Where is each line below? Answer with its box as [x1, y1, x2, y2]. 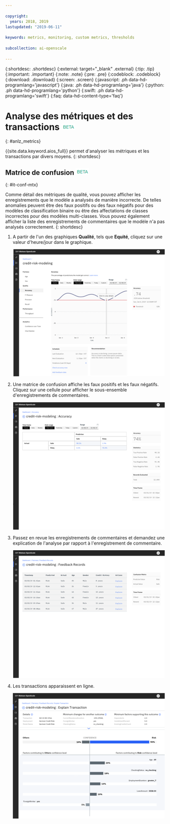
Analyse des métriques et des [5, 110, 134, 122]
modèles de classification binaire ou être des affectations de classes [5, 208, 148, 214]
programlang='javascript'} [5, 82, 60, 88]
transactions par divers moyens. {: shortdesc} [5, 153, 101, 160]
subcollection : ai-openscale [5, 46, 67, 51]
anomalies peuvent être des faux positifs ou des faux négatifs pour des [5, 202, 153, 208]
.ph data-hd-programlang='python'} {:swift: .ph [5, 87, 104, 93]
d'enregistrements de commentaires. [12, 392, 90, 398]
